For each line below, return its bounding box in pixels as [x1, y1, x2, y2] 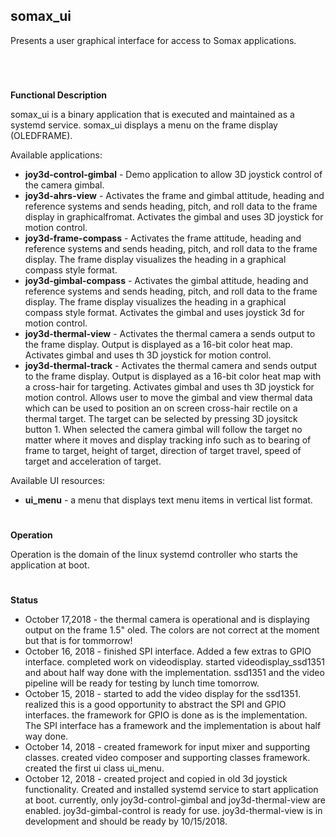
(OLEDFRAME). [10, 130, 73, 141]
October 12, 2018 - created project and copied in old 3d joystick [24, 773, 288, 785]
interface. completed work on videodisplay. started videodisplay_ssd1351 [24, 656, 326, 668]
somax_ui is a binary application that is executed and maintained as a [10, 109, 295, 120]
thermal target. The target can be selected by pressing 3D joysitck [24, 413, 298, 424]
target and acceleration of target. [24, 455, 162, 467]
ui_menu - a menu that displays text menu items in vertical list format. [24, 494, 313, 506]
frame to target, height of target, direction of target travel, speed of [24, 445, 302, 456]
